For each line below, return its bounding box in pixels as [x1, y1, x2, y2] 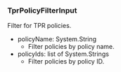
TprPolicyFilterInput [7, 6, 77, 15]
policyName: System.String [17, 35, 97, 43]
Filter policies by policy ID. [27, 57, 104, 66]
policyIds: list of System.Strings [17, 50, 109, 58]
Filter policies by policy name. [27, 43, 115, 51]
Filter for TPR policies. [7, 22, 72, 30]
